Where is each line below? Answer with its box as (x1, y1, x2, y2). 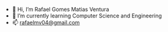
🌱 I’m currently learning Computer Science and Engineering (12, 12, 162, 19)
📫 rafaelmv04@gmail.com (12, 19, 80, 26)
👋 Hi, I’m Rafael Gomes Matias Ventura (12, 6, 109, 13)
